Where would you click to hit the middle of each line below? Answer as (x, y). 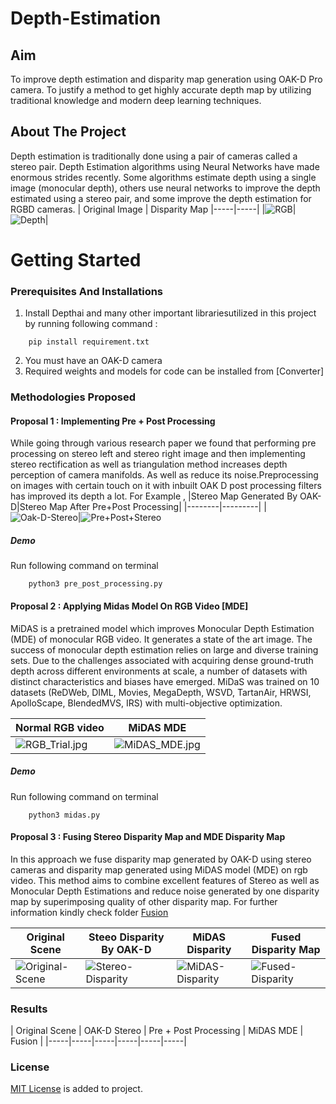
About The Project (68, 132)
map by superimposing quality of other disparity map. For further (144, 901)
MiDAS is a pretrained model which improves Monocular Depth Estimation (162, 628)
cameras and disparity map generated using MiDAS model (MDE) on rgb (159, 869)
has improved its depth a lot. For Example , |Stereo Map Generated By (154, 496)
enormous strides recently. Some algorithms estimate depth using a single (163, 177)
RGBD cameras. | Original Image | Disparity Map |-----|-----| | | (153, 209)
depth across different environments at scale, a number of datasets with (159, 671)
